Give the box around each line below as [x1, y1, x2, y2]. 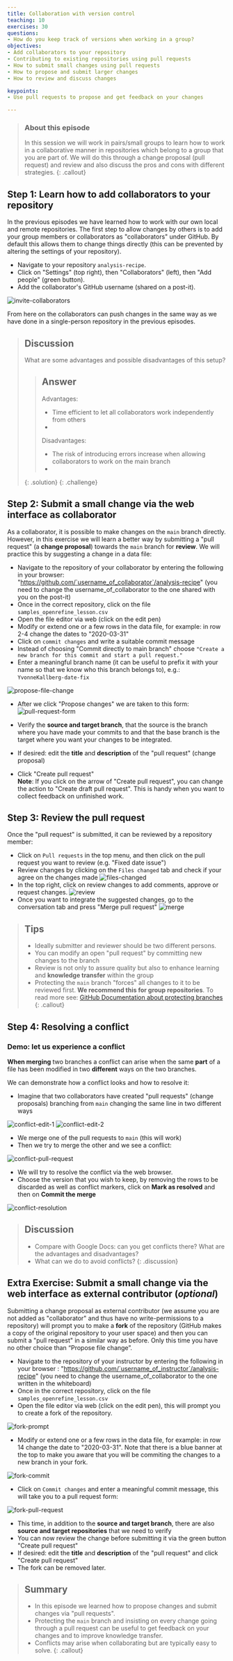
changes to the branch [34, 956, 100, 965]
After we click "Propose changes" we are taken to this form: [17, 700, 189, 708]
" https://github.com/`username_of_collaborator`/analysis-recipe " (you [17, 578, 218, 586]
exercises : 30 [7, 23, 49, 30]
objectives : [7, 42, 42, 49]
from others [51, 415, 86, 424]
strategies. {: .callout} [24, 168, 86, 177]
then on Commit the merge [17, 1190, 96, 1198]
